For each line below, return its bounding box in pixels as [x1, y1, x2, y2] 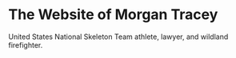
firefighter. [8, 40, 43, 49]
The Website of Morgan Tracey [8, 6, 218, 24]
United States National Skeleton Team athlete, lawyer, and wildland [8, 32, 229, 41]
